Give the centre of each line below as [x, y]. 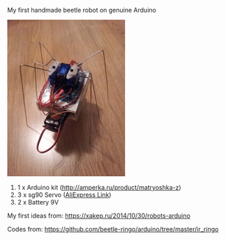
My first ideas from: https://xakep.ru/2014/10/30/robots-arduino [99, 216]
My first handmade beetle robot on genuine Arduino [82, 10]
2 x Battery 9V [38, 202]
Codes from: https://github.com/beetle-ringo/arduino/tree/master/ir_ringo [113, 229]
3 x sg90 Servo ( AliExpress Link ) [64, 195]
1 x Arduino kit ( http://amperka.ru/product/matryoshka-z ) [99, 187]
